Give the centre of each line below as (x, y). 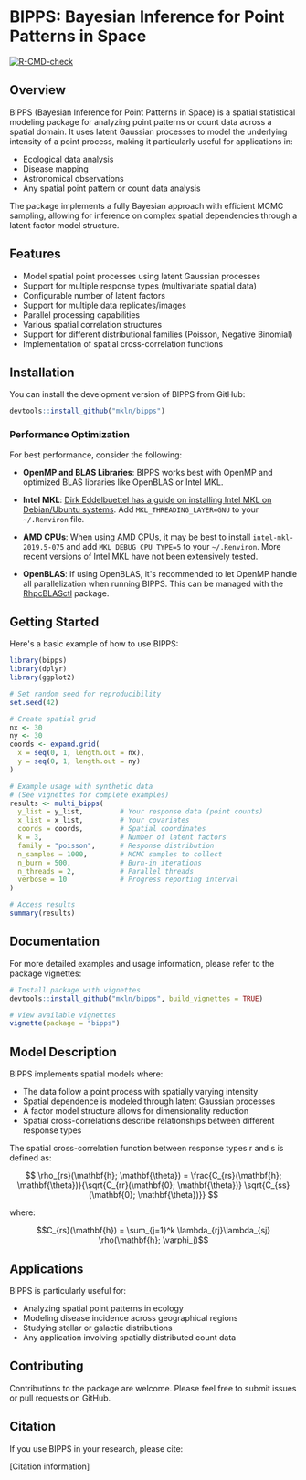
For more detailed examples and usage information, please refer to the (142, 963)
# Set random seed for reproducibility (85, 694)
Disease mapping (55, 168)
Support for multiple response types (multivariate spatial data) (140, 286)
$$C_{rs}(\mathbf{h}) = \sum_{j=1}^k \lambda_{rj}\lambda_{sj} (153, 1231)
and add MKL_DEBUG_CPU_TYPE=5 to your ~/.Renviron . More (174, 546)
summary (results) (42, 913)
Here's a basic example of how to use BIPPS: (94, 644)
